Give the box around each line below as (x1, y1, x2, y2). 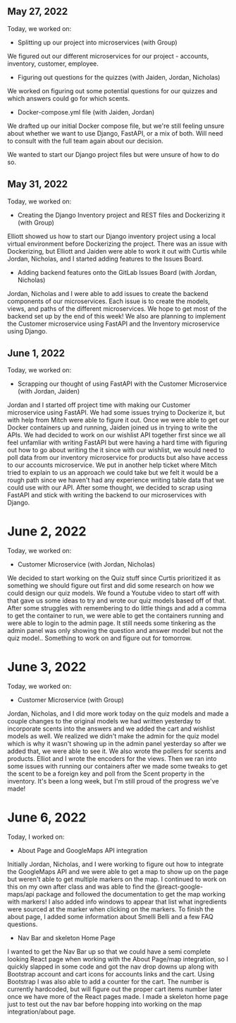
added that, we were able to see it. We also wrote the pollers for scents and (7, 747, 227, 755)
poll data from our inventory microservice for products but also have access (7, 454, 228, 462)
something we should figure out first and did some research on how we (7, 581, 215, 590)
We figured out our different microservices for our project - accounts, (7, 52, 209, 60)
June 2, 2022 (7, 523, 87, 539)
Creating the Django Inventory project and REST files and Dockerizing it (17, 211, 225, 219)
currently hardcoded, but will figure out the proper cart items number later (7, 985, 223, 993)
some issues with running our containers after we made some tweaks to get (7, 762, 228, 771)
